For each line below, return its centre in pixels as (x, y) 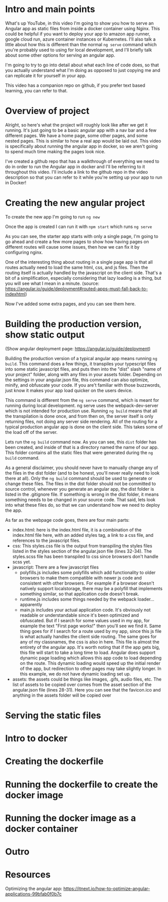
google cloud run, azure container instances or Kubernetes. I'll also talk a (80, 39)
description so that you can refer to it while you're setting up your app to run (84, 177)
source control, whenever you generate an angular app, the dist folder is (79, 489)
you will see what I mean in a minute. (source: (52, 283)
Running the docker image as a (70, 818)
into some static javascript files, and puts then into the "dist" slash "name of (83, 369)
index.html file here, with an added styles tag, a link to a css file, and (83, 535)
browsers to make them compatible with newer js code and (81, 578)
